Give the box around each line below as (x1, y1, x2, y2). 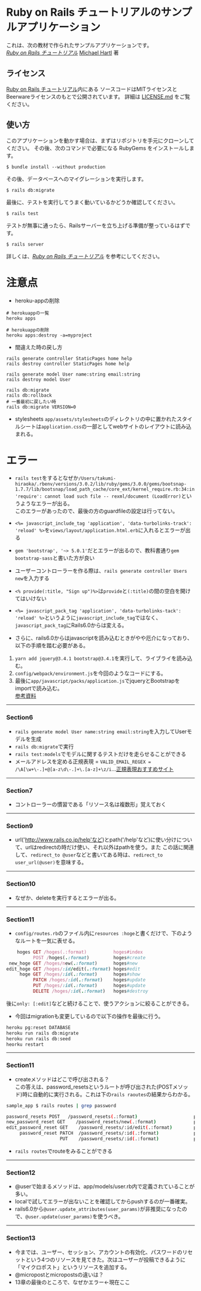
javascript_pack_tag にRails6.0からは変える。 (14, 621, 127, 629)
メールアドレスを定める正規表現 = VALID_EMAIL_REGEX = (14, 758, 151, 765)
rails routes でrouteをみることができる (14, 1147, 112, 1155)
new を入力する (14, 575, 50, 582)
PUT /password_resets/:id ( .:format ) (59, 1136, 160, 1142)
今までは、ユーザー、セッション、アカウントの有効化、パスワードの (14, 1248, 182, 1256)
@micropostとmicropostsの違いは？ (14, 1271, 104, 1278)
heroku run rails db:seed (6, 1036, 71, 1042)
